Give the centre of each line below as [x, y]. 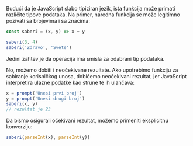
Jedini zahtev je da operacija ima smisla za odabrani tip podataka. [85, 58]
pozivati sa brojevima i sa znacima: [48, 21]
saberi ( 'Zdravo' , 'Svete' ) [39, 47]
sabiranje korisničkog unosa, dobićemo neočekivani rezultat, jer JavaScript [96, 76]
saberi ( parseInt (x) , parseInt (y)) [48, 138]
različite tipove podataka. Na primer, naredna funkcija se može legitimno [93, 15]
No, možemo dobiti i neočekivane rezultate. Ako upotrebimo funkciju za [92, 70]
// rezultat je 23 [28, 109]
